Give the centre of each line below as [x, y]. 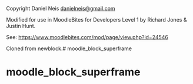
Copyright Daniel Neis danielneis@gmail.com [61, 8]
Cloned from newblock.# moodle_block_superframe [69, 48]
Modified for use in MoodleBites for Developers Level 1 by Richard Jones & [96, 20]
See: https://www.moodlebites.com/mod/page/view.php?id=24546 [87, 37]
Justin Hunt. [21, 26]
